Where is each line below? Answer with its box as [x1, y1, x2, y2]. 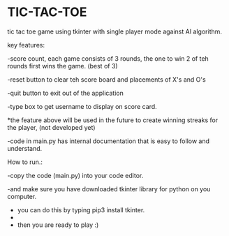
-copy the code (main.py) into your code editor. [7, 171, 144, 179]
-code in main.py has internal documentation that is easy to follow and [7, 137, 210, 145]
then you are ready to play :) [17, 221, 99, 229]
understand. [7, 144, 43, 152]
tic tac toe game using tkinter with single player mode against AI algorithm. [7, 27, 222, 36]
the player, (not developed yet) [7, 123, 96, 131]
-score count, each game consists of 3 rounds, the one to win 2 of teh [7, 54, 209, 63]
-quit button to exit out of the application [7, 89, 124, 97]
